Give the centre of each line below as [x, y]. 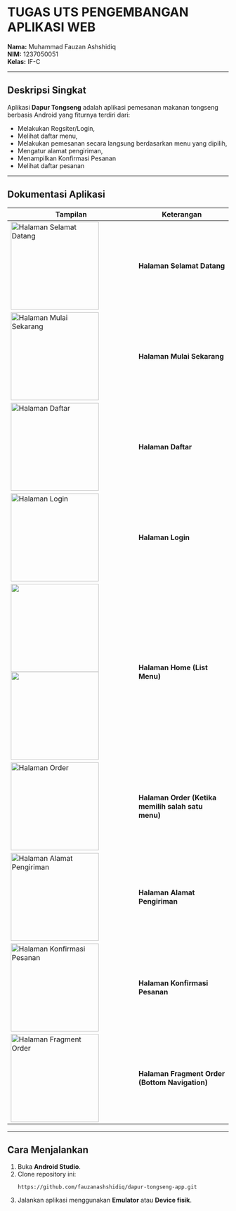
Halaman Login [164, 537]
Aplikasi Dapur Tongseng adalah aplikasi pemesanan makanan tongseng [113, 107]
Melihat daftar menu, [47, 136]
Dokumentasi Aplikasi [56, 194]
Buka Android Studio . [49, 1167]
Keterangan [182, 214]
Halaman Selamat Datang [182, 266]
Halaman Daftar [165, 447]
